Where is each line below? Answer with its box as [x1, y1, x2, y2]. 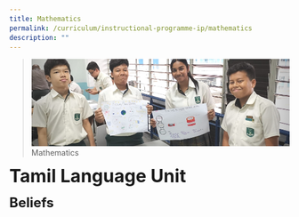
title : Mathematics [9, 14, 82, 23]
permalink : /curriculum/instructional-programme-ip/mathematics [9, 23, 253, 33]
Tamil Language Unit [9, 165, 187, 188]
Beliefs [9, 194, 55, 212]
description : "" [9, 33, 69, 42]
